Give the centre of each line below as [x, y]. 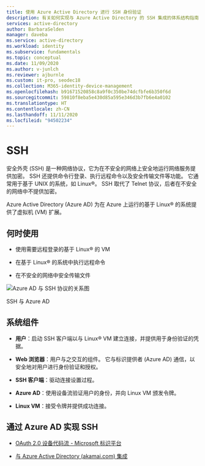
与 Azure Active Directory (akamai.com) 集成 [71, 456]
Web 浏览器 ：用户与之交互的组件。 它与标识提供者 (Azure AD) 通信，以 [105, 359]
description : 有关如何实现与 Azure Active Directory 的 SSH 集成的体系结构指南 [102, 18]
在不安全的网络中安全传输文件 [53, 275]
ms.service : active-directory [45, 40]
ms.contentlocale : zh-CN [38, 109]
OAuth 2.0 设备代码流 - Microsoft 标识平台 [68, 443]
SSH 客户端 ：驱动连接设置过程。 [56, 380]
